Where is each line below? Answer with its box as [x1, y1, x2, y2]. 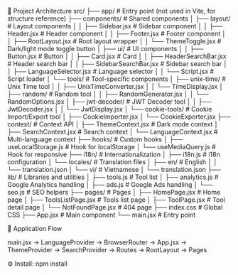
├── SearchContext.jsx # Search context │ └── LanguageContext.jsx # [7, 128, 218, 136]
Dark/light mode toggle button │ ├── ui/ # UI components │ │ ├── [7, 45, 204, 53]
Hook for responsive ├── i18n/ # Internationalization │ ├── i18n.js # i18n [7, 150, 220, 158]
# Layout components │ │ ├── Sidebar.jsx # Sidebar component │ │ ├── [7, 22, 223, 30]
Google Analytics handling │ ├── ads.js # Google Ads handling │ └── [7, 180, 213, 188]
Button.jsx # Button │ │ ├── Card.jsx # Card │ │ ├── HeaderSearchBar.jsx [7, 52, 227, 60]
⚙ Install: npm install [7, 259, 67, 268]
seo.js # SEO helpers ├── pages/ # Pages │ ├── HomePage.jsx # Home [7, 188, 221, 196]
